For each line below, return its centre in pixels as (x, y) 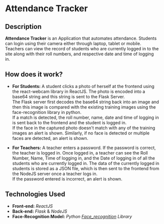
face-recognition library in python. (47, 112)
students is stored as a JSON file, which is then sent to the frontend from (86, 168)
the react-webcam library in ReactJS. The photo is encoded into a (79, 91)
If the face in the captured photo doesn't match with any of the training (84, 128)
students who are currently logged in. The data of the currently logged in (86, 163)
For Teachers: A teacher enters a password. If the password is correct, (84, 148)
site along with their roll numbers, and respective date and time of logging (80, 54)
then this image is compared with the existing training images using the (84, 107)
